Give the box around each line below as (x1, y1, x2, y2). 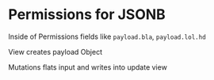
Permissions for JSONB (8, 6, 166, 24)
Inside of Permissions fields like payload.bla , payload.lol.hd (8, 32, 206, 41)
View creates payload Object (8, 47, 103, 56)
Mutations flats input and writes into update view (8, 62, 168, 72)
